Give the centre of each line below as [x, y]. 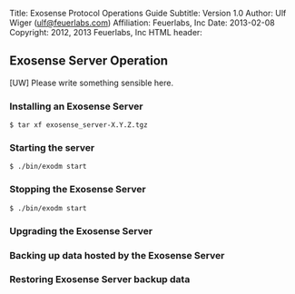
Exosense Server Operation [89, 61]
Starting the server [52, 148]
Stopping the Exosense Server [78, 190]
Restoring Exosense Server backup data [100, 279]
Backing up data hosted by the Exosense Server [117, 255]
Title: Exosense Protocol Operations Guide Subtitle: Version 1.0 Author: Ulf [148, 13]
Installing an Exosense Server [76, 106]
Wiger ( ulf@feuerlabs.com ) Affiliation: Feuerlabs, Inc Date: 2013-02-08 [142, 23]
